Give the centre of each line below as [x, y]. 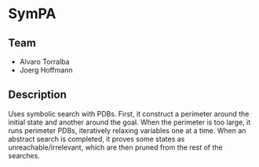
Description [37, 95]
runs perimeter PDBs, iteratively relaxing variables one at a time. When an [127, 130]
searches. [24, 155]
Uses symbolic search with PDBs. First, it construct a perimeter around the [129, 113]
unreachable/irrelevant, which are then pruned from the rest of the [115, 147]
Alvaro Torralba [44, 61]
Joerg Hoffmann [46, 70]
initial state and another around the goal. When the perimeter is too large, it [129, 122]
